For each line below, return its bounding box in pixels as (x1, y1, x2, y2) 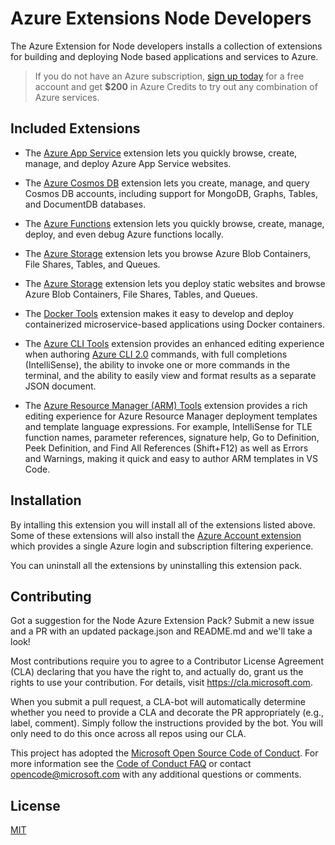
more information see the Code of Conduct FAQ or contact (10, 758, 252, 770)
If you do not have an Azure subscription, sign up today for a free (34, 70, 305, 82)
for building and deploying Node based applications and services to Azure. (10, 50, 319, 62)
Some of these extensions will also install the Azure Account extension (10, 529, 302, 541)
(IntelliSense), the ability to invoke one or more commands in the (24, 358, 291, 371)
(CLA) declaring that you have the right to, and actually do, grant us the (10, 666, 304, 678)
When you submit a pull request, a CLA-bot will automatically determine (10, 696, 306, 708)
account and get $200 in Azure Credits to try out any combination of (34, 80, 318, 92)
